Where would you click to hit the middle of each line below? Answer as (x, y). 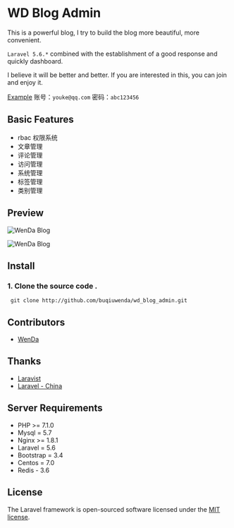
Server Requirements (55, 408)
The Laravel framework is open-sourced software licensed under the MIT (114, 509)
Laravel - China (39, 385)
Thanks (24, 361)
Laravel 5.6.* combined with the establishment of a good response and (112, 54)
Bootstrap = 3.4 (40, 455)
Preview (26, 213)
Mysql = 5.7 (35, 433)
